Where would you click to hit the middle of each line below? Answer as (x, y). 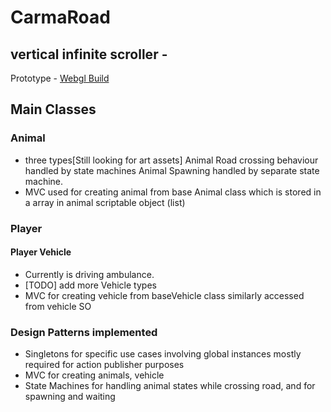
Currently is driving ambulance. (89, 274)
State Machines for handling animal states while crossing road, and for (170, 386)
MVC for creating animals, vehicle (94, 375)
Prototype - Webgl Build (60, 78)
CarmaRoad (60, 17)
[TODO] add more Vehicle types (90, 285)
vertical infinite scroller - (89, 54)
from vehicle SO (58, 306)
